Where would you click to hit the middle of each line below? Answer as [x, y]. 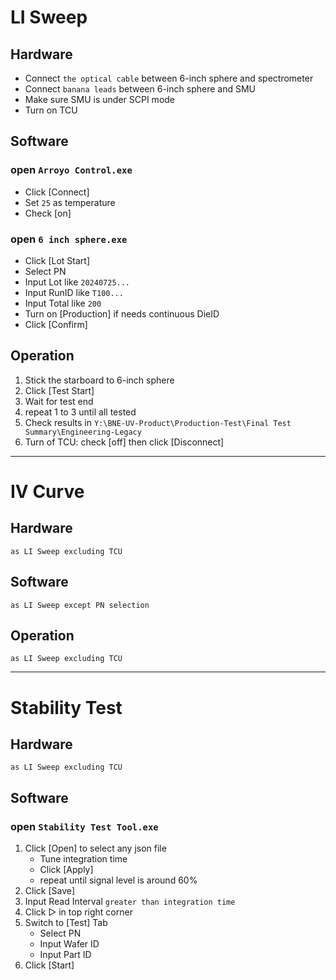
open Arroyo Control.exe [71, 170]
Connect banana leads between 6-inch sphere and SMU [140, 89]
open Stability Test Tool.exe [84, 826]
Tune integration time [83, 859]
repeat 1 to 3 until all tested [80, 412]
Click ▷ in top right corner [78, 912]
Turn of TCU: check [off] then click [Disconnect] [124, 442]
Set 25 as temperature [70, 202]
